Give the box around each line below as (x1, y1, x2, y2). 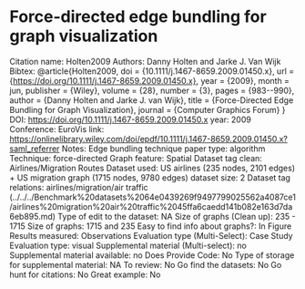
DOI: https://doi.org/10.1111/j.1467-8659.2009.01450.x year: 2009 (9, 114, 252, 125)
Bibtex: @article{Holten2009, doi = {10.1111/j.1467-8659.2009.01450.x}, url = (9, 66, 294, 77)
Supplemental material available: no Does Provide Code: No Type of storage (9, 249, 295, 261)
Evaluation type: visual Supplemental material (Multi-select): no (9, 240, 248, 251)
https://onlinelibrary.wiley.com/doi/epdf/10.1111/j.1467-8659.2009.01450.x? (9, 133, 289, 144)
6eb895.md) (9, 211, 56, 222)
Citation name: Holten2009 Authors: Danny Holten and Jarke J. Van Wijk (9, 56, 281, 67)
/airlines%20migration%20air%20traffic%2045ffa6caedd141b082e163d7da (9, 201, 293, 212)
